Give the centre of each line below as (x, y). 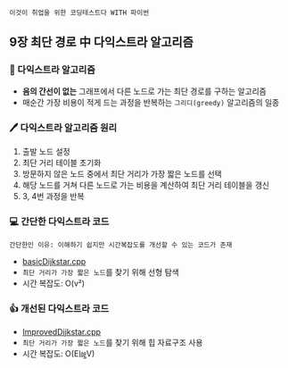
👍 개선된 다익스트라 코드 (59, 309)
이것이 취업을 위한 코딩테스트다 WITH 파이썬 (79, 13)
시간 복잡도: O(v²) (53, 283)
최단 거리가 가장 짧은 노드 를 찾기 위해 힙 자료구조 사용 (112, 342)
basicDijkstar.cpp (54, 262)
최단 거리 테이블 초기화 (62, 163)
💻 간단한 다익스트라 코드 (59, 222)
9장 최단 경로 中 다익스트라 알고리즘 (101, 42)
